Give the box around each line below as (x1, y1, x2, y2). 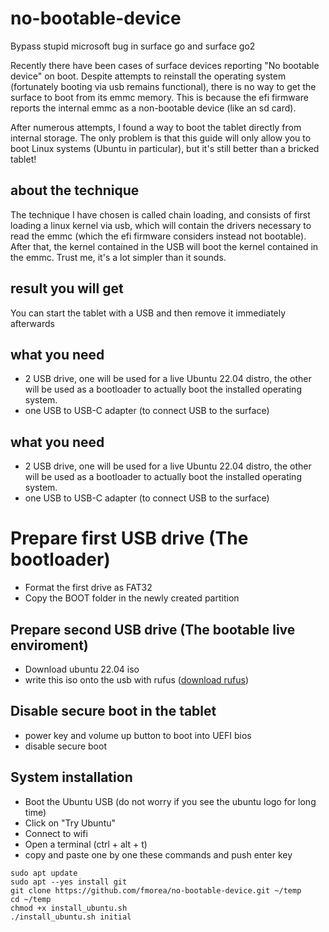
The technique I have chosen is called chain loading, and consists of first (10, 208, 311, 221)
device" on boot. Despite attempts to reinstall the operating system (10, 70, 287, 82)
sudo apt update (10, 868, 78, 878)
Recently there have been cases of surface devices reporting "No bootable (10, 59, 320, 71)
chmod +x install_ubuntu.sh (10, 903, 128, 913)
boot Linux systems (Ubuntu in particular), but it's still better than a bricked (10, 142, 320, 154)
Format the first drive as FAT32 (24, 582, 153, 594)
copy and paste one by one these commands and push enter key (24, 848, 293, 861)
